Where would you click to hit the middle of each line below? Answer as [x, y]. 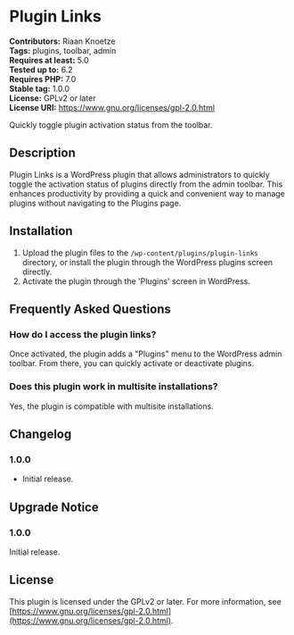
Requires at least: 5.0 [49, 60]
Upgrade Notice [54, 507]
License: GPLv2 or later [53, 98]
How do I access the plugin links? [83, 334]
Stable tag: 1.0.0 [39, 88]
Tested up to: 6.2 [41, 70]
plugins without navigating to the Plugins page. [95, 203]
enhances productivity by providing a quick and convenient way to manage [147, 193]
